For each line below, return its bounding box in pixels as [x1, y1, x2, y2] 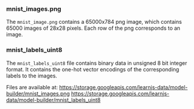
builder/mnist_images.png [6, 90, 70, 97]
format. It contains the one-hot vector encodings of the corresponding [6, 66, 180, 73]
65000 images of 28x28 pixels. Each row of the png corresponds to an [6, 24, 181, 32]
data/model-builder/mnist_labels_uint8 [6, 96, 101, 103]
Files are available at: [6, 83, 58, 91]
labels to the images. [6, 72, 58, 79]
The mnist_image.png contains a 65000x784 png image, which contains [6, 18, 182, 26]
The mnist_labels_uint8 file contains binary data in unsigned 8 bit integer [6, 59, 187, 67]
